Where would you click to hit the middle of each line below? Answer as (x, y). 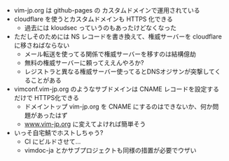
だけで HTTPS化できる (46, 98)
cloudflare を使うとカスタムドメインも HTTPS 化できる (93, 19)
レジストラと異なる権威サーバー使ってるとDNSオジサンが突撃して (119, 71)
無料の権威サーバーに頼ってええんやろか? (84, 63)
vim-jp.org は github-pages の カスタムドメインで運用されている (107, 10)
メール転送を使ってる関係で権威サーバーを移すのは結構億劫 (110, 54)
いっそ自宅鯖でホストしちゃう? (58, 133)
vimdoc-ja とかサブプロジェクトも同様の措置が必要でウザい (110, 150)
